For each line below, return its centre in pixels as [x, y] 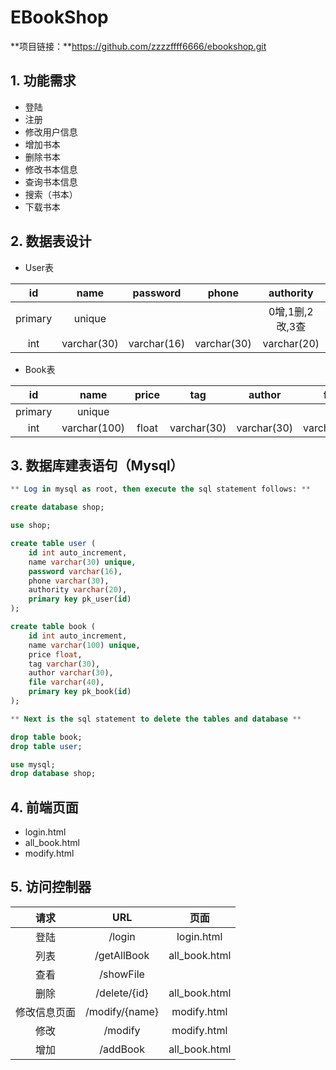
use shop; [31, 526]
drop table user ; [46, 746]
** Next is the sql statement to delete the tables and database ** [156, 719]
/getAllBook [122, 955]
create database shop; [57, 507]
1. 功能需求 [43, 81]
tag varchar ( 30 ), [64, 664]
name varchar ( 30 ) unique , [82, 562]
